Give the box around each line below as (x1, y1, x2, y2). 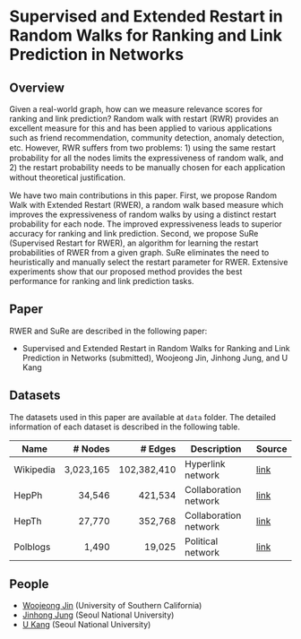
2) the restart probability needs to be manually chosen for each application (9, 162, 286, 172)
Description (190, 442, 242, 454)
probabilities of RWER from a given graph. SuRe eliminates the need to (9, 247, 270, 257)
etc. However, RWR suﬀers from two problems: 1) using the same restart (9, 142, 276, 153)
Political (185, 535, 219, 548)
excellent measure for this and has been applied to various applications (9, 123, 272, 134)
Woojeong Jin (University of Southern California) (21, 600, 202, 611)
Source (255, 442, 288, 454)
